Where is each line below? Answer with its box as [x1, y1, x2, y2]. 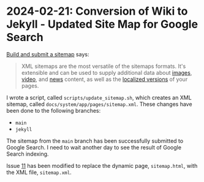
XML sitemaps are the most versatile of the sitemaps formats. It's [21, 63, 186, 70]
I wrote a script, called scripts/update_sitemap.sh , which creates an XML [6, 94, 192, 101]
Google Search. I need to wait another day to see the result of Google [6, 143, 182, 151]
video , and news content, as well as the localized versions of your [21, 75, 188, 83]
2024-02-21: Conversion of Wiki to [6, 4, 188, 18]
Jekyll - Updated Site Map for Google [6, 17, 198, 31]
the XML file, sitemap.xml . [6, 169, 72, 176]
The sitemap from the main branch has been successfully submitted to [6, 137, 184, 145]
